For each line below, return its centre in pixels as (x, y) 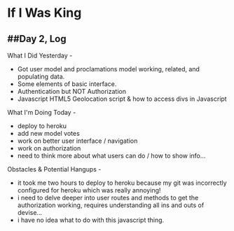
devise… (30, 212)
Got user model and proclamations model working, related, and (108, 69)
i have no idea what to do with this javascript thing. (91, 220)
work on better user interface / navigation (77, 141)
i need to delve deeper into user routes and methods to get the (108, 198)
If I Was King (44, 13)
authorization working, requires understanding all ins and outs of (111, 205)
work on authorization (49, 148)
